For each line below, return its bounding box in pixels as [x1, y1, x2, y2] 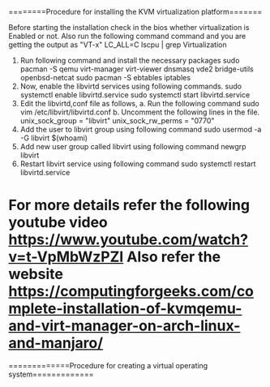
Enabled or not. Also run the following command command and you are [8, 32, 246, 41]
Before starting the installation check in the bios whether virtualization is [8, 23, 250, 32]
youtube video [8, 213, 108, 232]
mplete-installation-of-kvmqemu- [8, 299, 242, 318]
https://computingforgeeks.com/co [8, 282, 254, 301]
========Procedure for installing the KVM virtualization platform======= [8, 7, 263, 16]
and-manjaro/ [8, 334, 104, 352]
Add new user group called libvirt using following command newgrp [19, 142, 246, 151]
